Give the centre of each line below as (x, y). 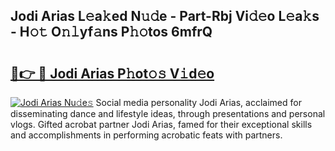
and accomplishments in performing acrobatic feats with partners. (146, 135)
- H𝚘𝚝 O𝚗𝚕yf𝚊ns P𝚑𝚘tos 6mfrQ (111, 32)
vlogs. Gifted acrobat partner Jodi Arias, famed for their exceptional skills (161, 124)
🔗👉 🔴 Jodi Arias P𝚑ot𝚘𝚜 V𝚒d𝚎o (112, 73)
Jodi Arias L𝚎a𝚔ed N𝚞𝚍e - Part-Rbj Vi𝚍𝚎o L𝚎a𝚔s (165, 16)
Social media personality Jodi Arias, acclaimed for (198, 102)
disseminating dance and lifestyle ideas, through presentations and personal (168, 113)
